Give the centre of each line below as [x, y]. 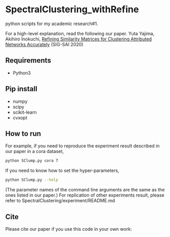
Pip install [21, 89]
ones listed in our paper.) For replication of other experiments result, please [85, 195]
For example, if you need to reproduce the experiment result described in [82, 146]
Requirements [28, 61]
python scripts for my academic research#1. [52, 24]
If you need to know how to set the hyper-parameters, [62, 170]
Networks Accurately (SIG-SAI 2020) [44, 44]
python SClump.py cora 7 [32, 161]
